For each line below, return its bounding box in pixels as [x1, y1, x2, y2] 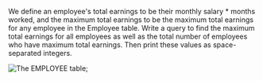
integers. [43, 49, 73, 57]
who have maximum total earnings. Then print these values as [8, 40, 212, 50]
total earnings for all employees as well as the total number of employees [8, 31, 248, 41]
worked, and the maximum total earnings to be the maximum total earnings [8, 15, 254, 24]
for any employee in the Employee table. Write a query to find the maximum [8, 24, 256, 32]
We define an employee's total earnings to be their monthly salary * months [8, 7, 256, 16]
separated [8, 49, 42, 57]
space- [213, 40, 237, 50]
